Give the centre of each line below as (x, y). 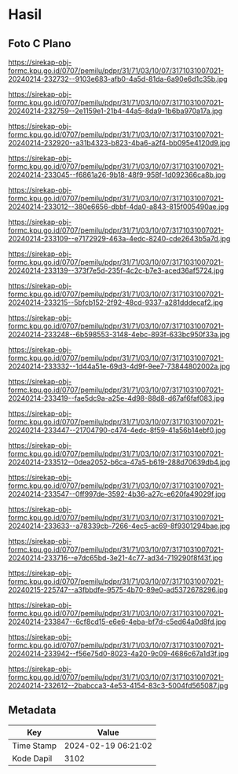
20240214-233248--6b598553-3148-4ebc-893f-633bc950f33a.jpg (119, 334)
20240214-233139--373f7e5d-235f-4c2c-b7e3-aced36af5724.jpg (116, 270)
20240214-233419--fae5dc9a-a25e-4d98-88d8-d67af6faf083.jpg (116, 398)
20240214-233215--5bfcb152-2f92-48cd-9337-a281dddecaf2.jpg (116, 303)
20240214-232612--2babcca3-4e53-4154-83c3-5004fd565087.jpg (118, 686)
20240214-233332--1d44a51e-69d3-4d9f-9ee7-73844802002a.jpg (119, 366)
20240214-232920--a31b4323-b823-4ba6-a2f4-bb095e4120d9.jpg (119, 143)
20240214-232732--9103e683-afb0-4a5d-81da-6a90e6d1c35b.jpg (118, 79)
